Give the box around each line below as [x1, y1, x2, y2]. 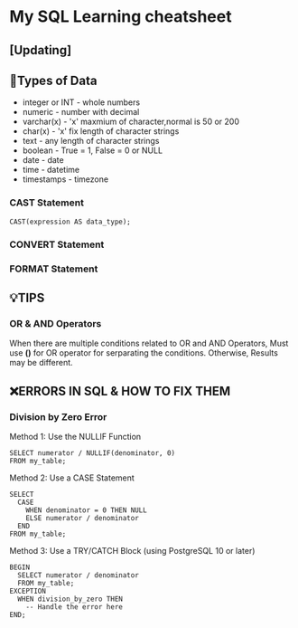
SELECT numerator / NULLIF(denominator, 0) [9, 448, 176, 458]
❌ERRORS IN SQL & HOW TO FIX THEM [9, 383, 231, 399]
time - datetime [22, 165, 79, 176]
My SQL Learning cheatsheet [9, 6, 232, 27]
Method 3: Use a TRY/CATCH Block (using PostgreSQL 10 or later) [9, 545, 256, 556]
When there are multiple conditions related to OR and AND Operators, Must [9, 338, 289, 349]
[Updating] [9, 43, 72, 58]
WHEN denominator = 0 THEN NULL [25, 505, 147, 515]
